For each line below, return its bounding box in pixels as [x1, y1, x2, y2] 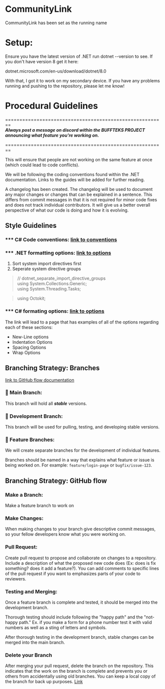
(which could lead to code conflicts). [5, 162, 80, 168]
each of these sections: [5, 324, 53, 330]
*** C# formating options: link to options [5, 308, 104, 315]
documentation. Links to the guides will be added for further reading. [5, 177, 145, 182]
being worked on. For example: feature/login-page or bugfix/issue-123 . [5, 462, 152, 468]
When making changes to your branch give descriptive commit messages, [5, 526, 156, 532]
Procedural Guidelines [5, 100, 99, 111]
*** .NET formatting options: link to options [5, 250, 111, 256]
